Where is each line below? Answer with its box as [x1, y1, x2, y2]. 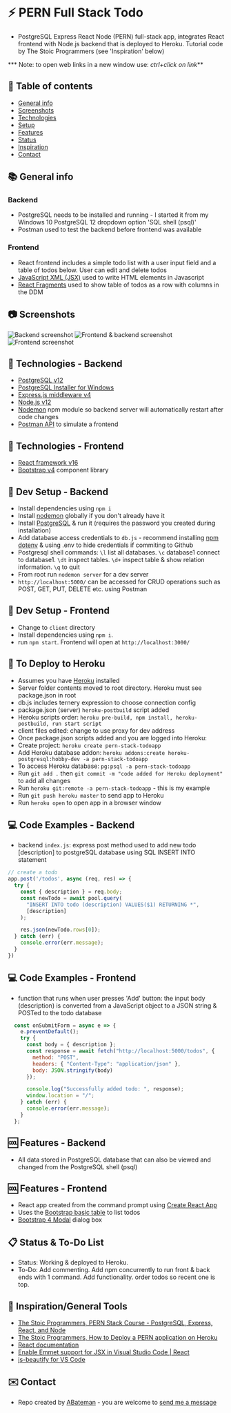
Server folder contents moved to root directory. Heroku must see [17, 684, 202, 692]
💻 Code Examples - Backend [8, 819, 135, 831]
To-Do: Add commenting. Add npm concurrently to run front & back [17, 1266, 210, 1274]
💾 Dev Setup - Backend [8, 486, 109, 497]
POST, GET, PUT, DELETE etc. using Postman [17, 584, 148, 593]
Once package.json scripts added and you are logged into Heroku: [17, 733, 208, 742]
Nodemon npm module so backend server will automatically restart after [17, 405, 223, 414]
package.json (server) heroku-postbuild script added [17, 705, 170, 714]
